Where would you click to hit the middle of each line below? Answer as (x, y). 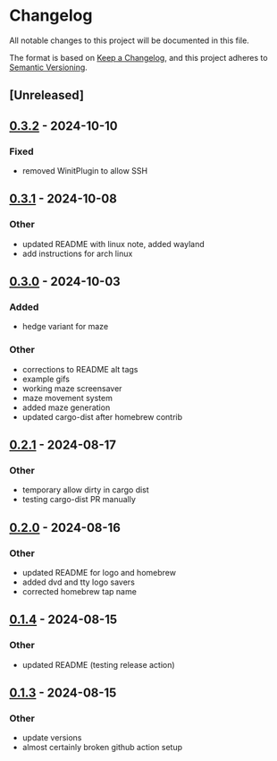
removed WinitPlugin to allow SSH (85, 171)
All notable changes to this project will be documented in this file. (130, 40)
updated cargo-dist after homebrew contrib (102, 416)
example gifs (46, 379)
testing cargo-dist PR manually (79, 500)
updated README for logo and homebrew (99, 573)
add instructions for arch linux (77, 253)
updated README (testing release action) (99, 664)
